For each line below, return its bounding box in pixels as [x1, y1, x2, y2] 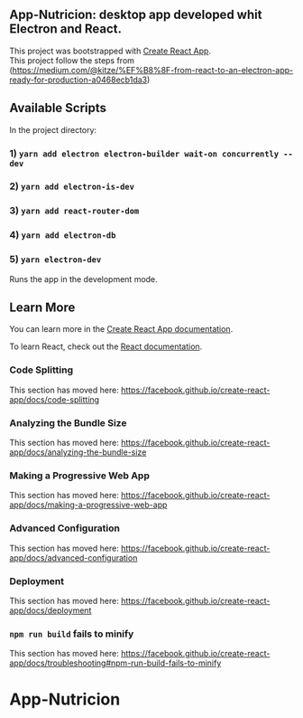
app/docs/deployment [9, 605, 92, 616]
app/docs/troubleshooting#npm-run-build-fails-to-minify [9, 657, 222, 668]
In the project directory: [9, 124, 97, 135]
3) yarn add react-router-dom [9, 204, 140, 217]
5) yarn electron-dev [9, 253, 102, 266]
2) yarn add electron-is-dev [9, 180, 135, 193]
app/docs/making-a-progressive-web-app [9, 499, 168, 510]
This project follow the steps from [9, 54, 135, 66]
